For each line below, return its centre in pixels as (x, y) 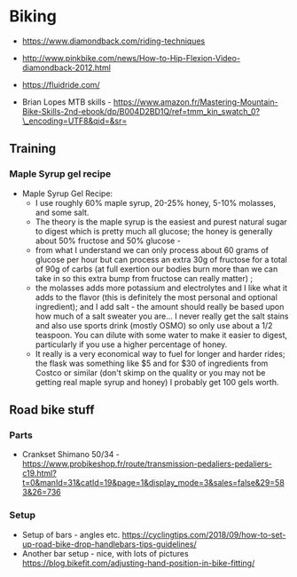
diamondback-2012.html (66, 67)
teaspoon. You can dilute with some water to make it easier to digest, (161, 335)
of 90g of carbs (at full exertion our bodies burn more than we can (156, 269)
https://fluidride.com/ (61, 84)
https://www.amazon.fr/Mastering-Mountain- (195, 102)
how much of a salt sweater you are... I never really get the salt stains (162, 316)
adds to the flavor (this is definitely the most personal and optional (156, 297)
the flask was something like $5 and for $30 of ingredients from (152, 363)
